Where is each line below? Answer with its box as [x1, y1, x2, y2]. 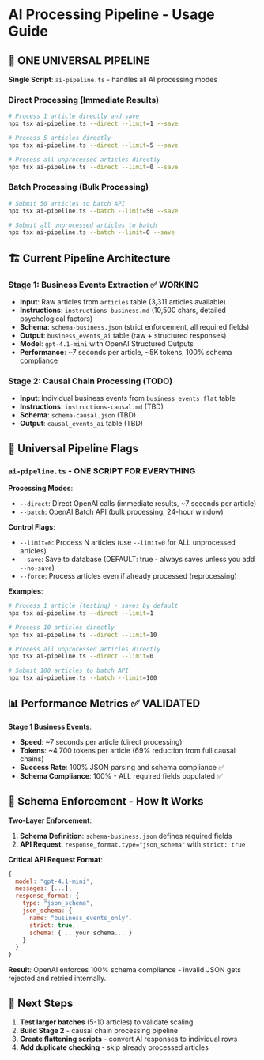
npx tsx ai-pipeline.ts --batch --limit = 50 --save [8, 207, 179, 215]
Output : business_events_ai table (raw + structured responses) [19, 330, 227, 341]
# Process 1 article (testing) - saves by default [8, 602, 179, 610]
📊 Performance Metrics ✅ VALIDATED [8, 697, 201, 711]
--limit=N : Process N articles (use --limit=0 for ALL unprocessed [19, 538, 236, 547]
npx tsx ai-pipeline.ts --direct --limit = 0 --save [8, 163, 179, 171]
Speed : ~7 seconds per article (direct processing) [19, 737, 183, 746]
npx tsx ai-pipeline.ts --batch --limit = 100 [8, 674, 157, 682]
